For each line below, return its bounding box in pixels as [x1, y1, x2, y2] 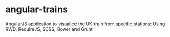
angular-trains [5, 4, 68, 15]
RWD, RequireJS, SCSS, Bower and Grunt [5, 26, 93, 32]
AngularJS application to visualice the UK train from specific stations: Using [5, 21, 165, 27]
